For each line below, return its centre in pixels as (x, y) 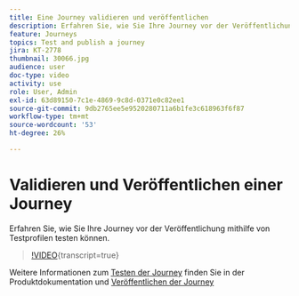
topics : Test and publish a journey (77, 42)
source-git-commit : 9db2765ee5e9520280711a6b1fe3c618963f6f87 (127, 108)
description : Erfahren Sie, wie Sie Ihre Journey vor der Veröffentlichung (153, 26)
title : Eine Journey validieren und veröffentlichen (109, 17)
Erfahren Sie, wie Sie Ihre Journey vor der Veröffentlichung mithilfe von (140, 228)
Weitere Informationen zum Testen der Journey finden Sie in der (127, 272)
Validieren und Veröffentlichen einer (146, 185)
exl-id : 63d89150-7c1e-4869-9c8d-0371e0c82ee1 (97, 100)
